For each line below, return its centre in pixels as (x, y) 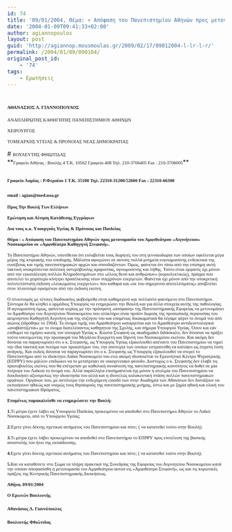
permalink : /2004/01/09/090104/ (54, 53)
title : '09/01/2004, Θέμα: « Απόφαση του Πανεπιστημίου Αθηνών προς (108, 20)
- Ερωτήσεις (37, 78)
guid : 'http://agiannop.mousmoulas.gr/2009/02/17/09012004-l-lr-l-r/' (111, 46)
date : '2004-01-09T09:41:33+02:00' (58, 26)
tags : (15, 71)
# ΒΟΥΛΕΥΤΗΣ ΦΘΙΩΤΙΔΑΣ (37, 154)
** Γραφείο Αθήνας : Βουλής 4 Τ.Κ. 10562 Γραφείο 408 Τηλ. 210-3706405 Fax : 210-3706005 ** (98, 162)
